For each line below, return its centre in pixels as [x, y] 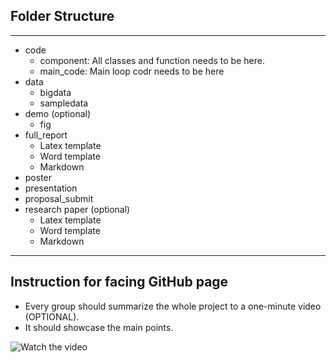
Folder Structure [62, 16]
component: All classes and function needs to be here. [152, 60]
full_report [46, 135]
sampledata [64, 103]
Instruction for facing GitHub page [119, 282]
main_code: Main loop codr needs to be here [132, 71]
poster [38, 177]
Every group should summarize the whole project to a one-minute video [173, 306]
